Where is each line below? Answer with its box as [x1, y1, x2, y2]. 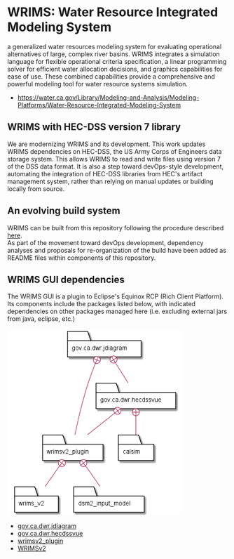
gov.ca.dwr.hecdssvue [17, 530, 83, 538]
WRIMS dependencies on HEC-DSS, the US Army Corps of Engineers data [7, 147, 222, 155]
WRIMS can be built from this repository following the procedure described [7, 223, 224, 232]
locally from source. [7, 184, 65, 193]
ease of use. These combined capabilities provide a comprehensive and [7, 72, 216, 81]
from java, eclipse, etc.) [7, 315, 76, 323]
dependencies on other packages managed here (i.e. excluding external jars [7, 307, 228, 316]
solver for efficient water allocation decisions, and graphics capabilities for [7, 65, 223, 73]
